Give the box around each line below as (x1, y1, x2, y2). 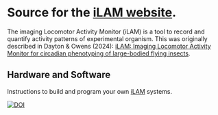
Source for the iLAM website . (7, 5, 177, 21)
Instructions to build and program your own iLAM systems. (7, 87, 173, 95)
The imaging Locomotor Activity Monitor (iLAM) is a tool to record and (7, 27, 205, 36)
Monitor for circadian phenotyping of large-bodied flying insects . (7, 49, 191, 57)
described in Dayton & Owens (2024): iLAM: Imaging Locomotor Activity (7, 42, 211, 50)
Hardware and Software (7, 69, 111, 81)
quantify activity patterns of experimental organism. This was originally (7, 34, 208, 42)
